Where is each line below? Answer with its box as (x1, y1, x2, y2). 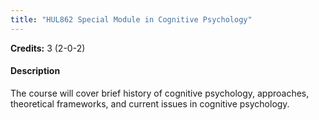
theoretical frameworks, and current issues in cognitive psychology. (10, 97, 290, 110)
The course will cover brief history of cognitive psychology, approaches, (10, 87, 310, 99)
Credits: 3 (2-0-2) (10, 42, 86, 54)
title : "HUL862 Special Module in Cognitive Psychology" (10, 14, 253, 25)
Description (10, 65, 61, 77)
